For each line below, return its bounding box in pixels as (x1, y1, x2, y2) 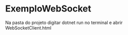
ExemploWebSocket (5, 3, 92, 14)
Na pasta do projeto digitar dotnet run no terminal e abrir (5, 19, 123, 25)
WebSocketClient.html (5, 24, 51, 30)
